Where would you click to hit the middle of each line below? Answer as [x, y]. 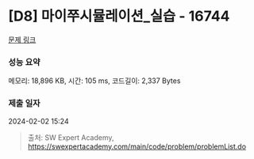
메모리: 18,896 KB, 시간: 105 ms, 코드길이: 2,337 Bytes [94, 81]
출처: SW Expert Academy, [71, 137]
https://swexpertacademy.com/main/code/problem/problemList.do [137, 146]
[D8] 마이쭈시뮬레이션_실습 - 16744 [119, 16]
